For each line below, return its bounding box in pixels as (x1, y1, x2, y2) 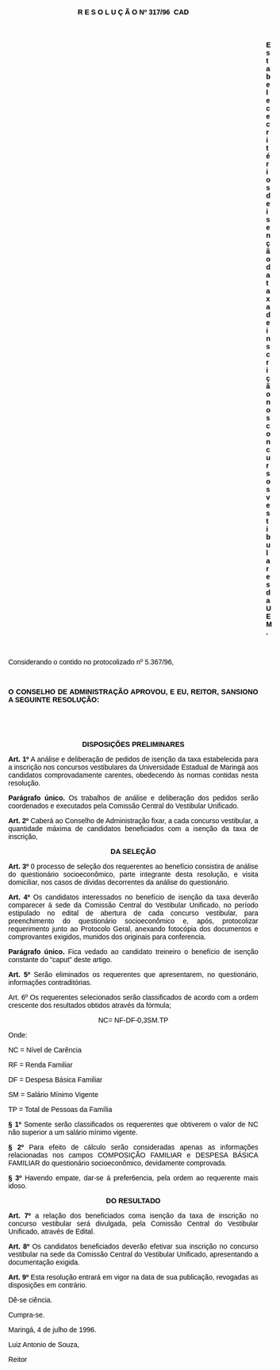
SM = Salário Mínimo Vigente (8, 1091, 99, 1099)
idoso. (8, 1182, 28, 1190)
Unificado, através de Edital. (8, 1227, 95, 1236)
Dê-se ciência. (8, 1295, 53, 1304)
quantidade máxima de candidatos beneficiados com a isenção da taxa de (8, 825, 259, 833)
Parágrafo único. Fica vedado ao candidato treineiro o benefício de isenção (8, 948, 259, 956)
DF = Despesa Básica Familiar (8, 1076, 103, 1084)
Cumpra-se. (8, 1310, 45, 1319)
